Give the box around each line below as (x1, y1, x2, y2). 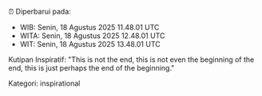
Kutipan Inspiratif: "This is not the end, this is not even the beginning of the (8, 55, 255, 64)
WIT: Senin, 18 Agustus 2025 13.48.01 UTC (19, 40, 161, 48)
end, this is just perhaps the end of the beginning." (8, 63, 175, 72)
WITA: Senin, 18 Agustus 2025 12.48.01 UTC (19, 31, 165, 40)
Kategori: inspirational (8, 79, 81, 88)
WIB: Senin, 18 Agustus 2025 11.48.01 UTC (19, 23, 160, 32)
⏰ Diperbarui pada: (8, 7, 72, 16)
